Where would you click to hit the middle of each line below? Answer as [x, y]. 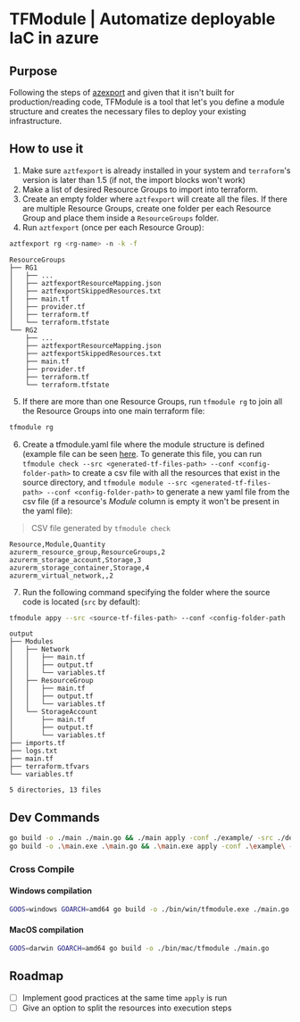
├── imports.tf [37, 744]
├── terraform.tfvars [50, 767]
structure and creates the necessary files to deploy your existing [128, 111]
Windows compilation [50, 890]
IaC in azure [54, 38]
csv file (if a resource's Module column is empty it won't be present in [150, 501]
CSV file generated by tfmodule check [101, 528]
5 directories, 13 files [55, 790]
